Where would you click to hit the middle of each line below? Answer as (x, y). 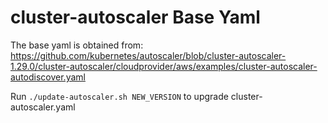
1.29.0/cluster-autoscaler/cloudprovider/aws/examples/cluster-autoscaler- (164, 66)
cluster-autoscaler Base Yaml (135, 17)
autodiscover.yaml (48, 77)
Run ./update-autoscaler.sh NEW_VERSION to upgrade (119, 96)
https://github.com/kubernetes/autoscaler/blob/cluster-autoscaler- (148, 55)
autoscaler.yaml (43, 107)
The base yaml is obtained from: (77, 45)
